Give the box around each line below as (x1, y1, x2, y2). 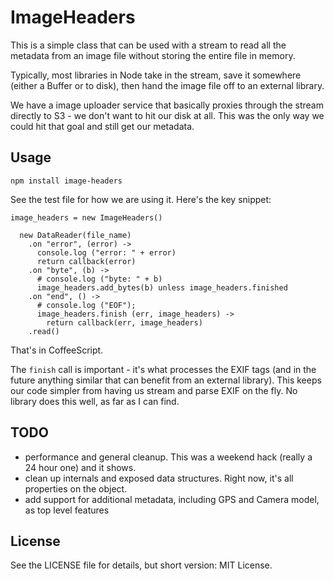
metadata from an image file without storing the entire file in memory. (10, 49, 296, 61)
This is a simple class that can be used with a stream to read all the (10, 39, 287, 51)
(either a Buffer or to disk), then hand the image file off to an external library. (10, 79, 325, 91)
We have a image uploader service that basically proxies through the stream (10, 99, 324, 111)
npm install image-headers (10, 176, 123, 186)
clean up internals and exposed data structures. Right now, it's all (24, 472, 294, 484)
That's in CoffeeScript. (10, 344, 104, 356)
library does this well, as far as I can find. (10, 395, 180, 407)
